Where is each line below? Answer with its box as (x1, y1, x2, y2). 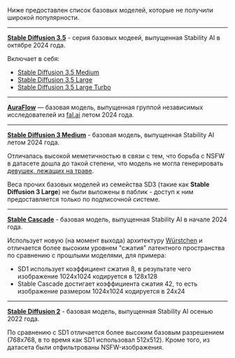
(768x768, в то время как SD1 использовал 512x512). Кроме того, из (7, 336, 210, 344)
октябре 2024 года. (7, 41, 66, 49)
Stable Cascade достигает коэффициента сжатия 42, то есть (17, 280, 198, 288)
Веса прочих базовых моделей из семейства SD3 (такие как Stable (7, 180, 210, 188)
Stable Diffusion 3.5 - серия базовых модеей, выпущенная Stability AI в (7, 34, 220, 41)
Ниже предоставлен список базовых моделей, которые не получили (7, 6, 213, 14)
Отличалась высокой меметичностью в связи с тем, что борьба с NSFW (7, 152, 225, 160)
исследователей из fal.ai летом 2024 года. (7, 111, 134, 118)
